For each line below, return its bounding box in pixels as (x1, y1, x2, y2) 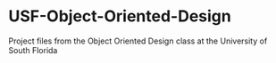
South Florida (8, 44, 58, 55)
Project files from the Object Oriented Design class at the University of (8, 35, 268, 46)
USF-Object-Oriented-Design (8, 6, 231, 27)
